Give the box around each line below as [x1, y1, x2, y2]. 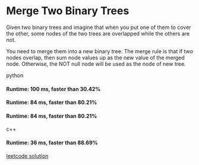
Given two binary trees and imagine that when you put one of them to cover [6, 24, 191, 31]
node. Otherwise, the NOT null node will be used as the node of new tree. [6, 60, 186, 67]
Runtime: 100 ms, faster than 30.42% [6, 85, 101, 92]
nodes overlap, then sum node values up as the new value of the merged [6, 54, 185, 61]
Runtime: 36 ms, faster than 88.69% [6, 139, 98, 146]
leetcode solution [6, 152, 49, 159]
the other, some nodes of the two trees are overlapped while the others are [6, 30, 190, 37]
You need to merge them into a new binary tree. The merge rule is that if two [6, 47, 193, 54]
